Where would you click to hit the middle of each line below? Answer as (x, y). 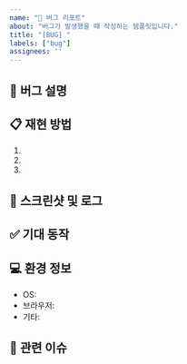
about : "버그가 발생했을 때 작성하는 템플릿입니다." (94, 26)
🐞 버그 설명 (39, 90)
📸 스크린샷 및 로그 (56, 201)
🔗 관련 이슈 (39, 348)
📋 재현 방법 (41, 124)
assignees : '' (36, 52)
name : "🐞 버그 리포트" (48, 18)
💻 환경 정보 (40, 268)
